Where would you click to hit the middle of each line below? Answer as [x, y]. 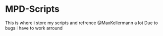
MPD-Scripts [32, 9]
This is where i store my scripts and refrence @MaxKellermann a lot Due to [81, 23]
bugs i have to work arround [34, 28]
